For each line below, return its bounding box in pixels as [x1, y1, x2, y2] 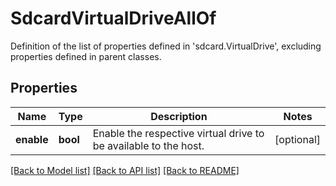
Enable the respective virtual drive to [92, 126, 265, 140]
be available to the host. [92, 138, 205, 152]
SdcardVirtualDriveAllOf [10, 7, 217, 30]
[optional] [274, 132, 321, 146]
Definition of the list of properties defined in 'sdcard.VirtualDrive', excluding [10, 40, 322, 52]
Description [150, 109, 208, 123]
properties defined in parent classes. [10, 50, 162, 62]
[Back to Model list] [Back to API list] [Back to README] [10, 164, 240, 176]
